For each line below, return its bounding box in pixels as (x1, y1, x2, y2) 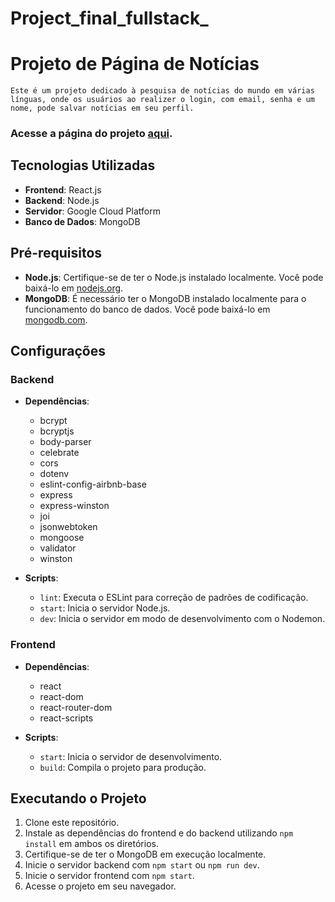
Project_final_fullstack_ (10, 7, 209, 30)
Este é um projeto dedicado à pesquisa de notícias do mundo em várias (10, 86, 315, 96)
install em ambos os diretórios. (24, 838, 159, 850)
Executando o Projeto (10, 790, 147, 807)
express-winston (39, 500, 110, 512)
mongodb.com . (24, 313, 88, 326)
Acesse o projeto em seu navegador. (24, 880, 177, 892)
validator (39, 542, 77, 554)
